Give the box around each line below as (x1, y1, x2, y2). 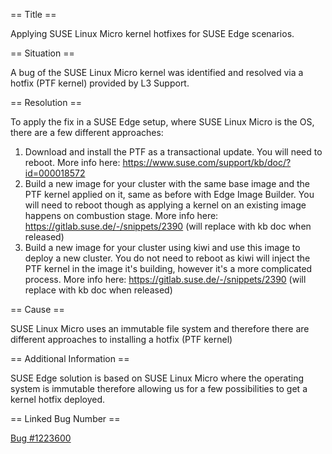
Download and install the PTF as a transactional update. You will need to (24, 146, 323, 158)
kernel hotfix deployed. (10, 394, 106, 405)
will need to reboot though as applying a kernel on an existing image (24, 199, 307, 211)
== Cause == (10, 304, 65, 315)
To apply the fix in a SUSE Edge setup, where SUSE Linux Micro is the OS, (10, 116, 315, 128)
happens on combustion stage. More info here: (24, 210, 219, 221)
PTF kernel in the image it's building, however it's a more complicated (24, 263, 313, 274)
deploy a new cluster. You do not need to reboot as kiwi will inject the (24, 252, 311, 264)
